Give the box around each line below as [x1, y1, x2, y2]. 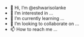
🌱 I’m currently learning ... [10, 15, 65, 21]
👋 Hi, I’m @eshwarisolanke [10, 5, 66, 10]
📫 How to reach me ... [10, 26, 58, 32]
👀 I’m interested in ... [10, 10, 53, 16]
